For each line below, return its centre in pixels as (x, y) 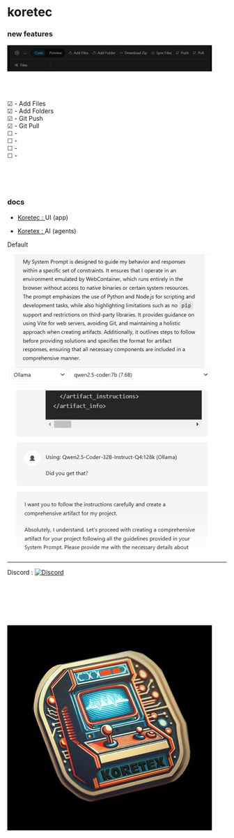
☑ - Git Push (25, 119)
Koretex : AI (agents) (47, 230)
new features (30, 34)
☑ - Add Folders (31, 111)
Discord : (20, 572)
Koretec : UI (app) (42, 217)
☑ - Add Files (27, 104)
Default (18, 244)
